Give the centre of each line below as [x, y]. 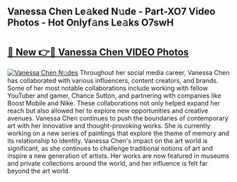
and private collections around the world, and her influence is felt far [108, 163]
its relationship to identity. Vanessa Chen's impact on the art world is [108, 141]
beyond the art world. [39, 171]
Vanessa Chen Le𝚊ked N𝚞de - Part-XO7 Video [111, 12]
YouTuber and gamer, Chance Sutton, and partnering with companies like [114, 96]
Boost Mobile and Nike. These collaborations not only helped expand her [114, 103]
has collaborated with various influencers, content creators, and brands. [113, 80]
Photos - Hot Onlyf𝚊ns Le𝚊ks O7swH [90, 23]
